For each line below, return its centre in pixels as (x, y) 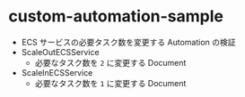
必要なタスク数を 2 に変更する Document (110, 62)
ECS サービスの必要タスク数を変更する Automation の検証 (128, 42)
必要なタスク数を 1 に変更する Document (110, 83)
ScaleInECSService (57, 72)
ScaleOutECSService (60, 52)
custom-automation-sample (116, 16)
